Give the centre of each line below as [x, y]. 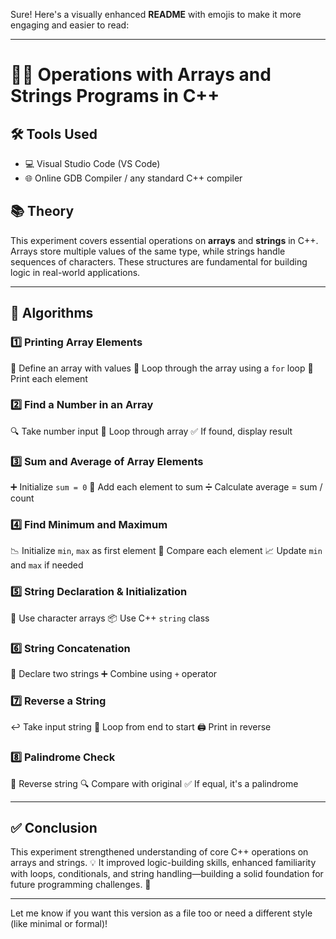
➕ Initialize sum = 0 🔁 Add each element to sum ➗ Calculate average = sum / [166, 487]
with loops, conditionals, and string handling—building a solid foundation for [167, 874]
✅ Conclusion [54, 827]
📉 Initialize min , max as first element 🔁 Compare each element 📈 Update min [166, 551]
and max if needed [47, 565]
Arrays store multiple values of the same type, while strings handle [148, 251]
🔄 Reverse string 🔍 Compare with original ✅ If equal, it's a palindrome [154, 783]
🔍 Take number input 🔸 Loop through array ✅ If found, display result [151, 431]
